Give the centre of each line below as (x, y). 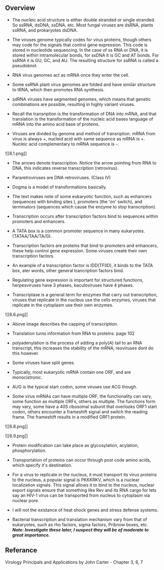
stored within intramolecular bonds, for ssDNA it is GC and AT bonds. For (85, 55)
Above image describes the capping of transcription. (65, 324)
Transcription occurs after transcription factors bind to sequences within (85, 216)
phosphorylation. (29, 450)
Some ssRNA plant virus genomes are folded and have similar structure (84, 84)
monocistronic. (27, 377)
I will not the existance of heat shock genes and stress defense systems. (85, 510)
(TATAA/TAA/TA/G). (32, 236)
